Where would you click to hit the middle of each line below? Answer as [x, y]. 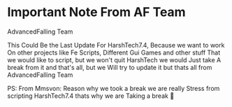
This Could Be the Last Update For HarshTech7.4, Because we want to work [116, 45]
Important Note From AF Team [97, 12]
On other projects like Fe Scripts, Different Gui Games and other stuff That [114, 52]
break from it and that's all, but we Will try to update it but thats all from [110, 67]
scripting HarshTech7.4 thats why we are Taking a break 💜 [91, 96]
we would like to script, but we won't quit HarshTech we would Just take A [114, 59]
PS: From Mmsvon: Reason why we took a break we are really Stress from [114, 88]
